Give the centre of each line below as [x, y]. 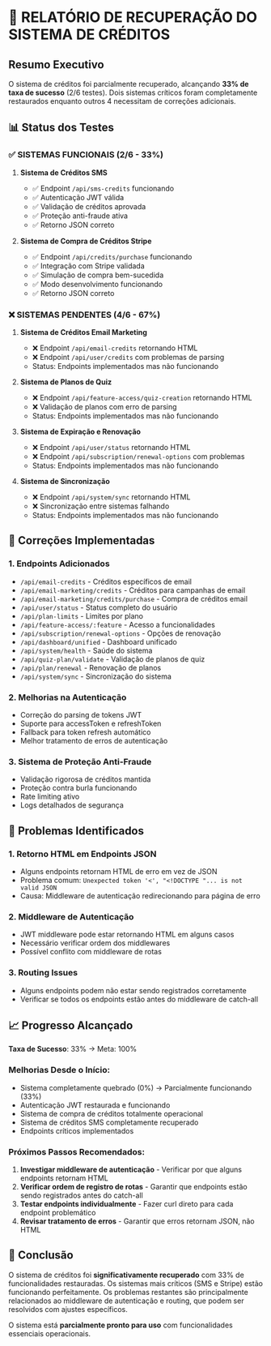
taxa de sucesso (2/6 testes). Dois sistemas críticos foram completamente [133, 92]
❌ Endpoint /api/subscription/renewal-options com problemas [138, 456]
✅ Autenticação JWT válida [78, 197]
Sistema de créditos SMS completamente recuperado [109, 1122]
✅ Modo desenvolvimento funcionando [97, 284]
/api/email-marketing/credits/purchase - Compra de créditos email [134, 598]
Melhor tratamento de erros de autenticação [94, 740]
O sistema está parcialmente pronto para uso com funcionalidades [121, 1325]
